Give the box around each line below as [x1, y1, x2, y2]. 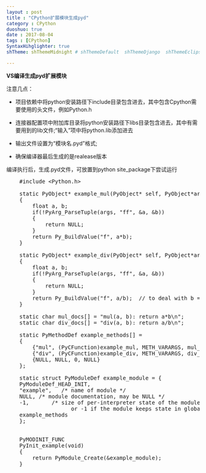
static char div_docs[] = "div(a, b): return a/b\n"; [19, 319, 185, 326]
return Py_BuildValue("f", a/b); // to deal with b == [32, 294, 204, 302]
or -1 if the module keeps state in [71, 405, 181, 412]
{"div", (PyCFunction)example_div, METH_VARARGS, [32, 350, 185, 357]
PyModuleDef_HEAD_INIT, [19, 380, 91, 388]
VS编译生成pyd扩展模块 [6, 72, 67, 79]
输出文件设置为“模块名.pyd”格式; [15, 139, 97, 147]
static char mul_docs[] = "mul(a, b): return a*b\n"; [19, 313, 185, 320]
